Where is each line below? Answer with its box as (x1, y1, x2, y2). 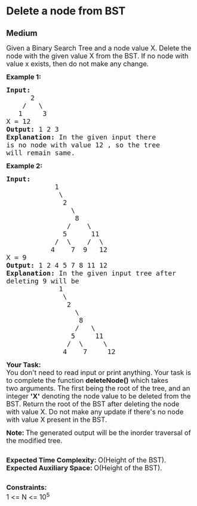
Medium (6, 28, 38, 38)
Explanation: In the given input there (6, 133, 156, 141)
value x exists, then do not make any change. (6, 60, 149, 68)
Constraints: (6, 483, 47, 492)
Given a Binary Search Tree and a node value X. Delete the (6, 44, 192, 52)
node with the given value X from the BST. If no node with (6, 52, 189, 60)
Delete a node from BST (6, 4, 126, 18)
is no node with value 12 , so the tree (6, 141, 160, 149)
